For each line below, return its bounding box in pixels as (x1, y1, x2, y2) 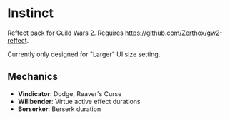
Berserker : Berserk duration (17, 105, 101, 113)
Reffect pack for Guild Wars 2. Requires (7, 29, 124, 37)
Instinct (7, 5, 54, 21)
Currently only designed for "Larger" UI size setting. (7, 50, 161, 58)
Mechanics (7, 71, 59, 83)
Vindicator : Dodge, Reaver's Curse (17, 89, 122, 98)
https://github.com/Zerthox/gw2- (124, 29, 223, 37)
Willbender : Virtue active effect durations (17, 97, 141, 105)
